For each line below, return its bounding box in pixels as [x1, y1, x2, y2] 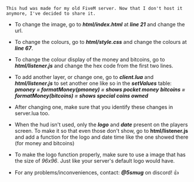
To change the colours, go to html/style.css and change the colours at [14, 39, 187, 45]
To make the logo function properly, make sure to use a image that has [14, 151, 186, 158]
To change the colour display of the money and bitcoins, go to [14, 56, 165, 63]
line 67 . [14, 44, 34, 51]
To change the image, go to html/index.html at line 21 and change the [14, 21, 185, 28]
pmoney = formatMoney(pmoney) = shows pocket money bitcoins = [14, 86, 186, 93]
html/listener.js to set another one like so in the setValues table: [14, 80, 172, 87]
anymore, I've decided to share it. [6, 11, 96, 16]
